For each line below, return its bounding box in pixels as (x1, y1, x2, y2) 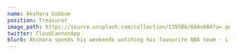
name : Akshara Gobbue (7, 10, 71, 18)
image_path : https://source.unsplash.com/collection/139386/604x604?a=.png (7, 23, 235, 30)
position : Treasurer (7, 17, 68, 24)
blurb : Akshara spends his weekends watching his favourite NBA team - (7, 36, 222, 43)
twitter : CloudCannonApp (7, 29, 80, 37)
